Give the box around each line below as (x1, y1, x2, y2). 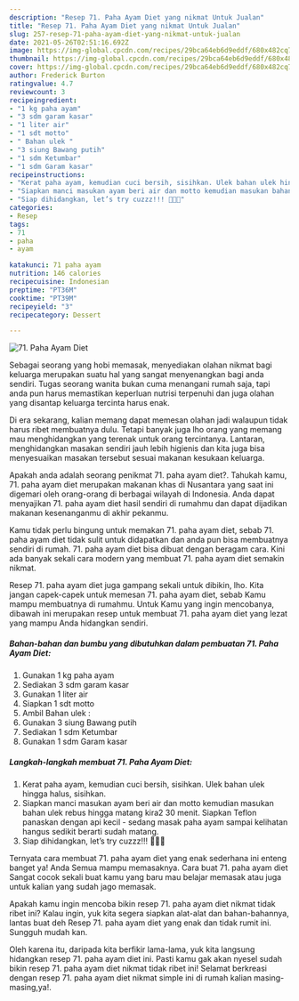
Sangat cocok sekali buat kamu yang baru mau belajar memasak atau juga (9, 872, 282, 883)
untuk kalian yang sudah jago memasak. (9, 882, 157, 892)
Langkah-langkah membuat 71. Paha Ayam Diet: (9, 756, 193, 767)
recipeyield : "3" (9, 302, 74, 311)
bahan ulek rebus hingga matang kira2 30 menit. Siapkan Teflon (21, 807, 257, 819)
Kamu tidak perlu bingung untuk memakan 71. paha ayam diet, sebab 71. (9, 525, 274, 536)
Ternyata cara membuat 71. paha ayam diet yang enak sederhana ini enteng (9, 853, 287, 864)
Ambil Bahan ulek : (21, 708, 91, 719)
